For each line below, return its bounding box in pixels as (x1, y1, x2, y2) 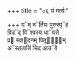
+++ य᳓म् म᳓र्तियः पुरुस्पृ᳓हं (7, 21, 68, 28)
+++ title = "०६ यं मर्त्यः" (7, 7, 68, 15)
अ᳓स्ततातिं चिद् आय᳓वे (7, 44, 58, 52)
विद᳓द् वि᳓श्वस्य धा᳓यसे (7, 28, 59, 36)
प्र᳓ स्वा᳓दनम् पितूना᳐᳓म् (7, 36, 66, 44)
